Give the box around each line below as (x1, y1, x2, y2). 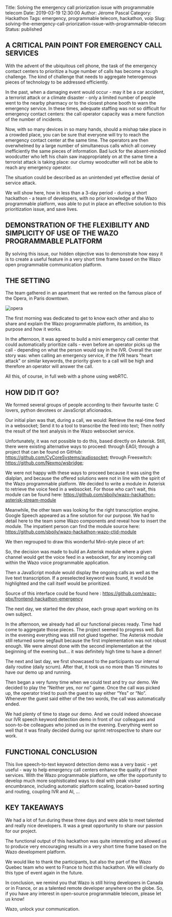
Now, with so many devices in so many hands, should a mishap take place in (5, 126, 166, 132)
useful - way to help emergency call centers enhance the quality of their (5, 767, 158, 773)
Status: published (5, 26, 42, 32)
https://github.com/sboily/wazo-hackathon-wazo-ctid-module (5, 529, 137, 535)
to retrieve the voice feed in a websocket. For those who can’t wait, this (5, 486, 156, 492)
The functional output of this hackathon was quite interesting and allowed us (5, 837, 167, 844)
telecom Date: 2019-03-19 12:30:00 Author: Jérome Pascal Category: (5, 10, 152, 16)
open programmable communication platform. (5, 261, 102, 267)
